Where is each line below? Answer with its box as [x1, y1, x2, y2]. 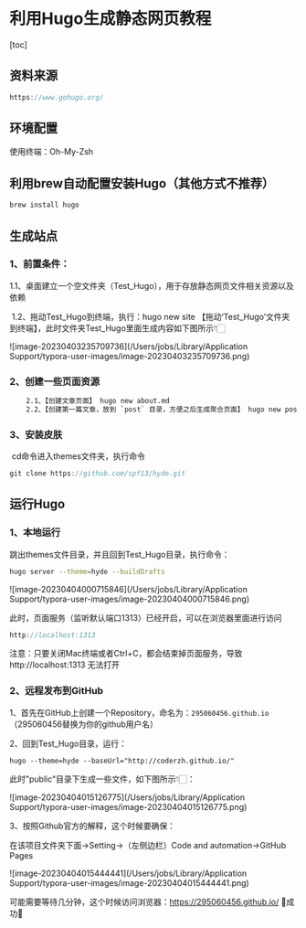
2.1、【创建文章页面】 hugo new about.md [26, 397, 171, 406]
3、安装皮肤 [9, 428, 63, 441]
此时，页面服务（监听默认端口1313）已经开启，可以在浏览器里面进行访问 [9, 612, 282, 623]
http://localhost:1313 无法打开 [9, 659, 121, 670]
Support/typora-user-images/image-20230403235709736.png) [9, 350, 250, 361]
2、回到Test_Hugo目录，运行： [9, 738, 128, 749]
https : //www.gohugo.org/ [9, 92, 104, 101]
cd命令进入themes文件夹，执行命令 [11, 451, 146, 462]
